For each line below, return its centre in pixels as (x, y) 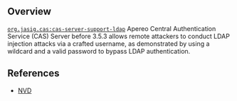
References (33, 73)
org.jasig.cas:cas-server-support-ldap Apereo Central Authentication (112, 28)
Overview (30, 12)
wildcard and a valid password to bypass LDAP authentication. (99, 51)
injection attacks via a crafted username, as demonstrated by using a (109, 43)
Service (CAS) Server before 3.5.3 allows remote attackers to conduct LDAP (118, 36)
